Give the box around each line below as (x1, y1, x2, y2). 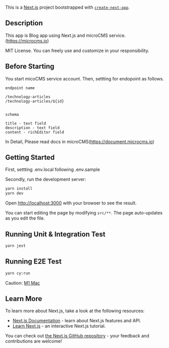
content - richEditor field (5, 129, 65, 135)
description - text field (5, 125, 60, 130)
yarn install (5, 186, 33, 191)
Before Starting (5, 62, 54, 71)
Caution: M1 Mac (5, 280, 40, 286)
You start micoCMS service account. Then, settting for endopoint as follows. (5, 75, 164, 81)
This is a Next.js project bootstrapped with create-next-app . (5, 5, 130, 10)
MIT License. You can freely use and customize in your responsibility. (5, 48, 150, 54)
